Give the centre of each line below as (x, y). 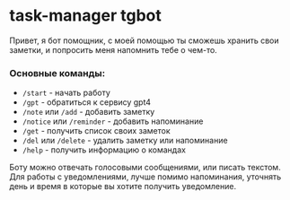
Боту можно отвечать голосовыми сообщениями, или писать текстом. (145, 168)
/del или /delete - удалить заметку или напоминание (125, 141)
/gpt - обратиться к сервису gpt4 (86, 102)
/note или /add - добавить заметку (88, 112)
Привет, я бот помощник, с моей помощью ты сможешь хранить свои (144, 40)
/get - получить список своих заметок (96, 131)
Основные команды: (57, 73)
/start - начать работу (66, 93)
